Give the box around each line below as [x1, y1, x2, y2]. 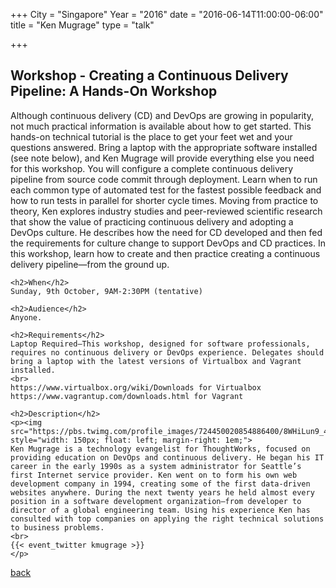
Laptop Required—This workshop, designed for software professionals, [10, 339, 311, 349]
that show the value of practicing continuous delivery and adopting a [10, 215, 294, 228]
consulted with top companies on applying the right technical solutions [10, 514, 325, 524]
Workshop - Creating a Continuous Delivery [10, 67, 289, 84]
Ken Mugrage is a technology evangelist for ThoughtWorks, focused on [10, 444, 311, 454]
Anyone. [10, 312, 43, 323]
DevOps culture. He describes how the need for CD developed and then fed [10, 226, 323, 238]
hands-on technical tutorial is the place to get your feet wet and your [10, 130, 293, 143]
